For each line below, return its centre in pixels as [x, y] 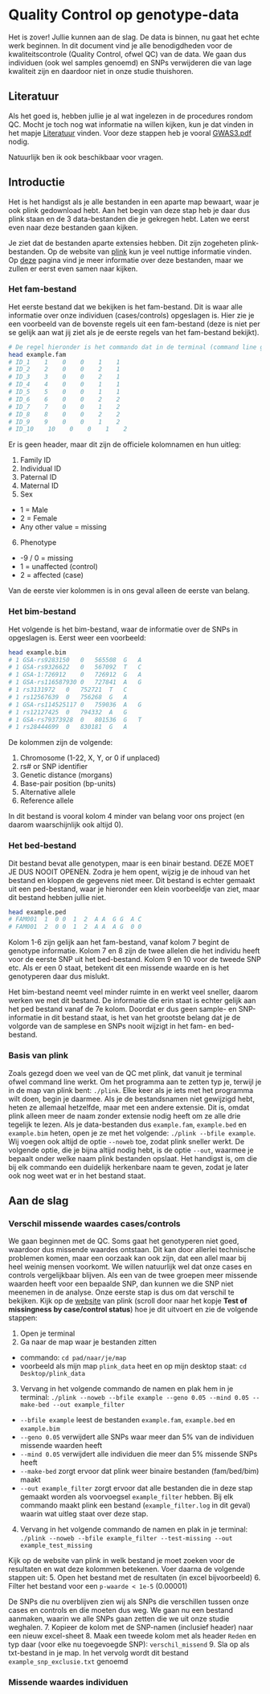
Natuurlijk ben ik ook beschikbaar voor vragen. [86, 157]
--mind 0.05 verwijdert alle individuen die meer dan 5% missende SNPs [139, 1454]
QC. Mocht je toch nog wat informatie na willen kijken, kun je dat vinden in [131, 124]
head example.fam [37, 354]
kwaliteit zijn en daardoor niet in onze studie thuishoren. [101, 71]
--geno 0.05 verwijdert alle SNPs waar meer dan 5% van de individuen [137, 1437]
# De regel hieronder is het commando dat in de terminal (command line [133, 347]
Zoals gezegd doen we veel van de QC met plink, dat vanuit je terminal [125, 1073]
